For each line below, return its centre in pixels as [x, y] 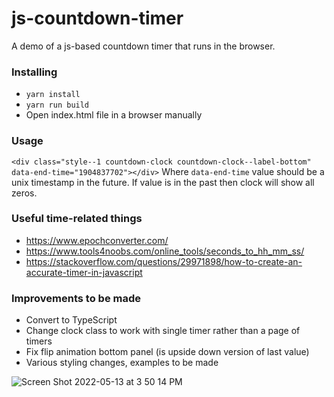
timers [39, 341]
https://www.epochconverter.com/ [97, 240]
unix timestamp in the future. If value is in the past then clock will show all [163, 182]
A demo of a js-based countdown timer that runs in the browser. [143, 46]
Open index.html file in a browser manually [114, 115]
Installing [34, 72]
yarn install [53, 95]
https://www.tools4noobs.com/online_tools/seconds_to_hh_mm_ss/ [165, 251]
